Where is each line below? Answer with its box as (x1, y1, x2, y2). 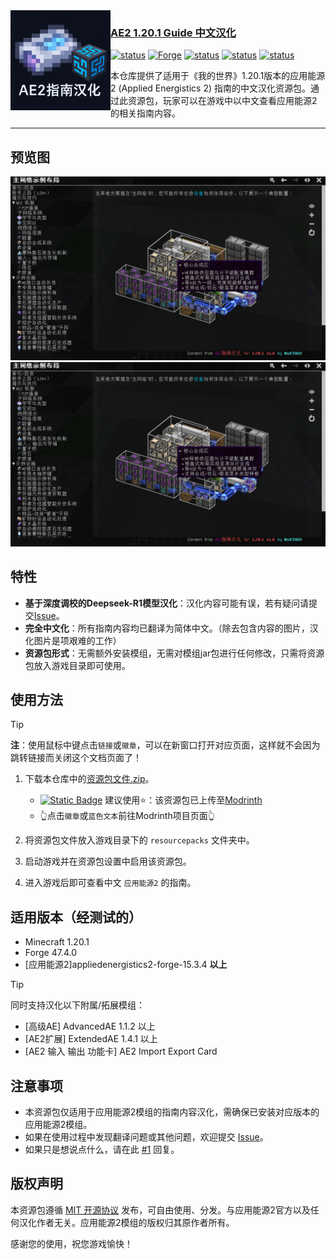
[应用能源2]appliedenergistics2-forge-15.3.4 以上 (24, 959, 228, 971)
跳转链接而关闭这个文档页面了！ (10, 752, 142, 764)
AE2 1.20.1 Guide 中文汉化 (110, 25, 237, 39)
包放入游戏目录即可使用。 (24, 659, 131, 671)
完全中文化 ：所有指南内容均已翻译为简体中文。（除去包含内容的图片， (24, 622, 310, 634)
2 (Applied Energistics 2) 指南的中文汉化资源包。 (110, 82, 311, 94)
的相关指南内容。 (110, 107, 181, 119)
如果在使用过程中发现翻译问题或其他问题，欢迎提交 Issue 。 (24, 1131, 269, 1143)
